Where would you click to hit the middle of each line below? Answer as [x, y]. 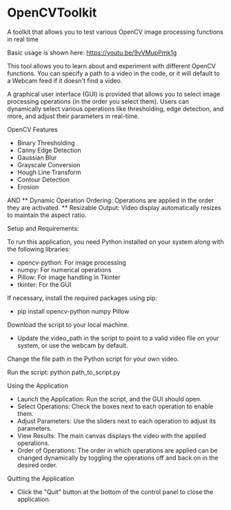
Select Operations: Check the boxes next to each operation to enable [115, 406]
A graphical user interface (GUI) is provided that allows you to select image [114, 94]
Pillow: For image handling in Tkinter [69, 277]
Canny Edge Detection [49, 150]
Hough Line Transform [49, 172]
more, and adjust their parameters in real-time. [73, 116]
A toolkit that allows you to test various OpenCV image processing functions [115, 32]
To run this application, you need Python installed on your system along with [115, 242]
